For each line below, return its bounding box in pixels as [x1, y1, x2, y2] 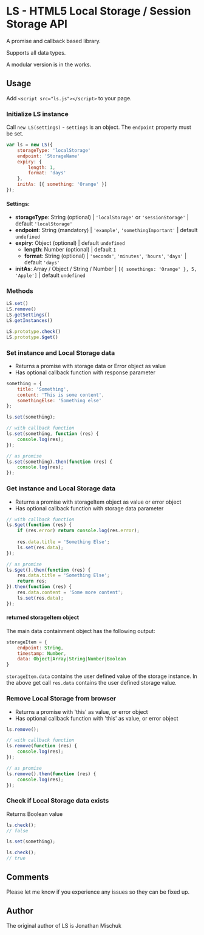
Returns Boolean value [6, 810, 63, 818]
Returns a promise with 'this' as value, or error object [15, 708, 148, 715]
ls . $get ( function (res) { [6, 522, 72, 528]
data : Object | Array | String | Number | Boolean [17, 656, 126, 662]
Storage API [6, 17, 68, 31]
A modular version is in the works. [6, 61, 92, 68]
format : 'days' [28, 170, 67, 176]
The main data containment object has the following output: [6, 627, 155, 634]
